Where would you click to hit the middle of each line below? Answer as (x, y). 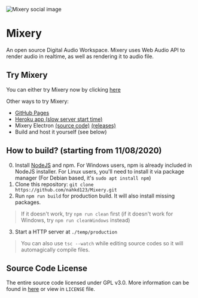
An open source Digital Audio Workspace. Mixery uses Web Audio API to (96, 50)
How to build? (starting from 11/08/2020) (84, 150)
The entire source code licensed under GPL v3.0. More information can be (98, 283)
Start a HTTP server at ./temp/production (66, 232)
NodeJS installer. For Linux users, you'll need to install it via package (99, 171)
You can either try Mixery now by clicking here (63, 89)
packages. (28, 202)
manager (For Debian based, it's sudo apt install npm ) (83, 178)
